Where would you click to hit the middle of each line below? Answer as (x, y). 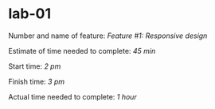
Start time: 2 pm (35, 66)
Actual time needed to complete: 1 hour (72, 96)
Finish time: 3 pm (37, 81)
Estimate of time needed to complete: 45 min (82, 51)
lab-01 (30, 14)
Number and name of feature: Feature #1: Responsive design (108, 36)
